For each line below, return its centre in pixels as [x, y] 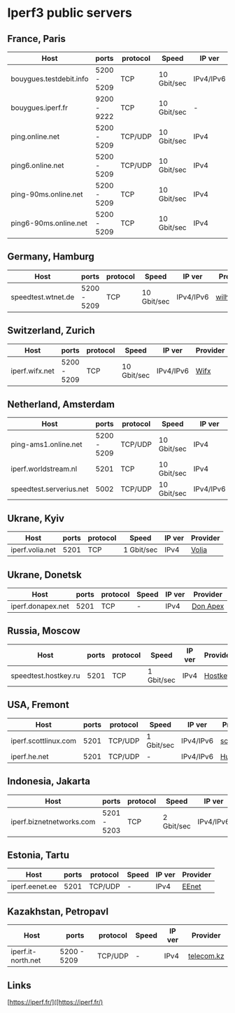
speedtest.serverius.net [50, 489]
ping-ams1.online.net [47, 444]
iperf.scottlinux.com [44, 741]
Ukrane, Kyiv [36, 518]
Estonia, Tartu [38, 855]
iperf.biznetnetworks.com [53, 821]
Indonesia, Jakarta [49, 781]
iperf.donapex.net [40, 607]
